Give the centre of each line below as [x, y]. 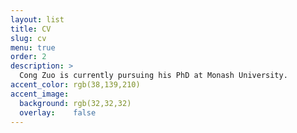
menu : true [33, 47]
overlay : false [58, 112]
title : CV [31, 29]
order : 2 [28, 57]
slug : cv [28, 38]
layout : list [37, 19]
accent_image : [40, 94]
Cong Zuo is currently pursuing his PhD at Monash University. [153, 76]
